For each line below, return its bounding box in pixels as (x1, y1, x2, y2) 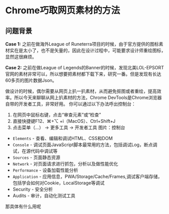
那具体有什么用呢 (5, 203, 41, 209)
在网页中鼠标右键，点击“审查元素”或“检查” (12, 112, 101, 118)
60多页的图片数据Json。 (5, 77, 57, 83)
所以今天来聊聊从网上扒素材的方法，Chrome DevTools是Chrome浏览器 (14, 95, 162, 100)
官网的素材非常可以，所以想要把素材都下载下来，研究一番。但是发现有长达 (5, 71, 161, 77)
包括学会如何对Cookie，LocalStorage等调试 (12, 180, 105, 186)
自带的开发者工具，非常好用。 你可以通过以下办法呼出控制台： (5, 101, 136, 107)
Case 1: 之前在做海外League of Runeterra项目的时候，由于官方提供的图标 (5, 41, 159, 47)
